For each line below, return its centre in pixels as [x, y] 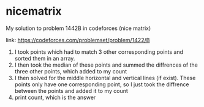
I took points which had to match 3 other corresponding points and [99, 52]
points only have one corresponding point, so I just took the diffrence [102, 84]
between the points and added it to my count [71, 90]
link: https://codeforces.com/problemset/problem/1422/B [78, 40]
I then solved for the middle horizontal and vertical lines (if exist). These [105, 78]
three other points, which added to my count [71, 71]
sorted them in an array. [45, 58]
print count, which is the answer [55, 97]
